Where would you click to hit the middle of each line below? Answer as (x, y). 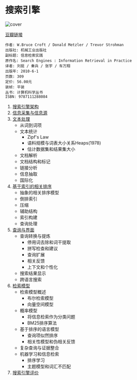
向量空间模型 (40, 304)
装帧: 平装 (15, 87)
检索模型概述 (33, 292)
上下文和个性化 (42, 267)
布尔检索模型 (40, 298)
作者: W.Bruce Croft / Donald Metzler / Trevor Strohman (65, 45)
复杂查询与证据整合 (39, 348)
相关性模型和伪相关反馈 (51, 341)
